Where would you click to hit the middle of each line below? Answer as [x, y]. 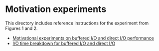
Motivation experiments [56, 9]
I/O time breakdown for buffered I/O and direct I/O [64, 43]
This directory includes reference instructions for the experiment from [77, 23]
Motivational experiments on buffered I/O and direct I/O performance [83, 38]
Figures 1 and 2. [21, 28]
